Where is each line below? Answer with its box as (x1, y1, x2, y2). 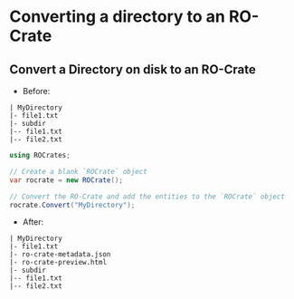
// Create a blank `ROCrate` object (9, 167, 147, 176)
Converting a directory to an (9, 6, 226, 27)
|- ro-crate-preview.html (9, 258, 107, 267)
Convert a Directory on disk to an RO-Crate (9, 62, 256, 77)
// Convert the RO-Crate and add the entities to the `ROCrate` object (9, 192, 285, 201)
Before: (22, 86, 51, 96)
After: (22, 217, 44, 227)
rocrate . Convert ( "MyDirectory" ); (9, 200, 136, 209)
